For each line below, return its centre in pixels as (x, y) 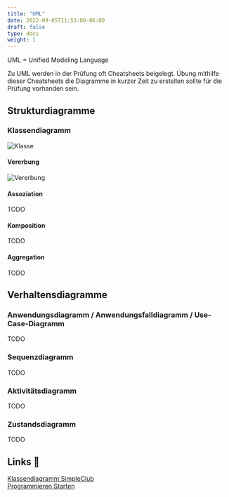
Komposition (26, 225)
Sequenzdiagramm (40, 357)
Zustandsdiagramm (41, 424)
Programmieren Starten (41, 486)
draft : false (26, 27)
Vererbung (24, 162)
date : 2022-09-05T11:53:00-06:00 (56, 20)
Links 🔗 (24, 461)
